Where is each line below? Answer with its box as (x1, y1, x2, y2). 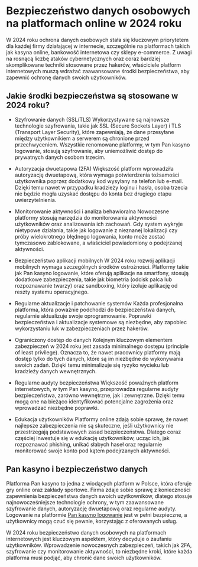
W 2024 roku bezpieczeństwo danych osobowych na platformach (6, 529, 167, 536)
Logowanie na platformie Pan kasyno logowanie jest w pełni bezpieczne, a (6, 511, 187, 518)
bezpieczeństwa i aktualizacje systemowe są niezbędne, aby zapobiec (14, 318, 187, 325)
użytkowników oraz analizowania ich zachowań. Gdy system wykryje (14, 220, 183, 227)
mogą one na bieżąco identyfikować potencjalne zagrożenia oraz (14, 397, 174, 405)
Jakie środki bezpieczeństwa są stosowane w (6, 91, 178, 101)
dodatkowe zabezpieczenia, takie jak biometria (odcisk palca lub (14, 276, 173, 283)
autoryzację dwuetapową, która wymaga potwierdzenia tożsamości (14, 171, 180, 178)
